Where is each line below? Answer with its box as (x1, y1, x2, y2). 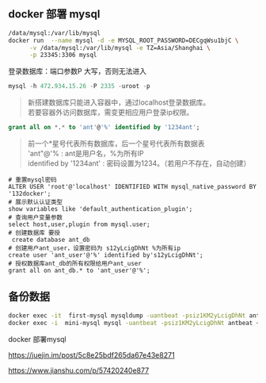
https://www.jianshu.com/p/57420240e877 (8, 366, 150, 375)
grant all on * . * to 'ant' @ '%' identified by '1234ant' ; (8, 124, 200, 132)
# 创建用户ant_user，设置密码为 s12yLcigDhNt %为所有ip (8, 244, 180, 252)
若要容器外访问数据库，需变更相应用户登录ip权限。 (27, 108, 194, 117)
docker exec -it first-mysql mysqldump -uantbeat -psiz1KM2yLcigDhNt (8, 312, 246, 320)
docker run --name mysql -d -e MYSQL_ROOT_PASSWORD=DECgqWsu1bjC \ (8, 36, 239, 44)
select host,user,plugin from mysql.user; (8, 220, 150, 228)
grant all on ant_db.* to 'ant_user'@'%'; (8, 266, 150, 275)
